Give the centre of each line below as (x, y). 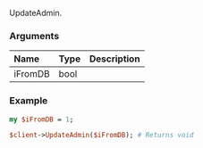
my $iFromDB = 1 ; (42, 119)
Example (29, 101)
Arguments (34, 36)
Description (114, 59)
